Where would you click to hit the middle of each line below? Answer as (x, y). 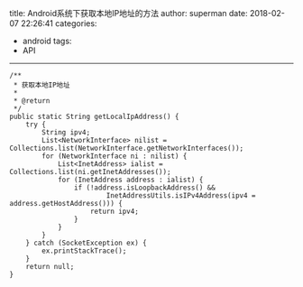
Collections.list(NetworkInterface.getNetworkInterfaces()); (127, 148)
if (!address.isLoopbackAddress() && (145, 188)
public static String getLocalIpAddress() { (94, 116)
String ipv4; (66, 133)
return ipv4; (115, 211)
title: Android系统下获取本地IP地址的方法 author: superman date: (129, 13)
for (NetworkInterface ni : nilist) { (115, 156)
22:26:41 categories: (59, 23)
